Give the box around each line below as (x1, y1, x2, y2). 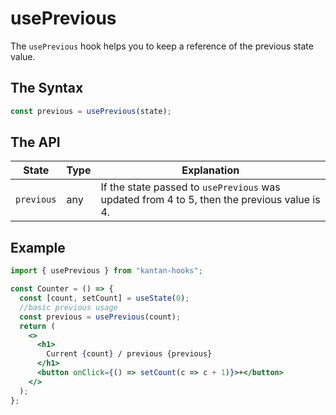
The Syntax (10, 80, 84, 97)
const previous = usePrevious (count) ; (19, 312, 182, 322)
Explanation (181, 163, 240, 177)
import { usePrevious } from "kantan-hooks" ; (10, 266, 203, 276)
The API (10, 134, 61, 151)
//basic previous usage (19, 302, 118, 312)
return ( (19, 321, 56, 331)
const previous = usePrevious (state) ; (10, 106, 172, 116)
